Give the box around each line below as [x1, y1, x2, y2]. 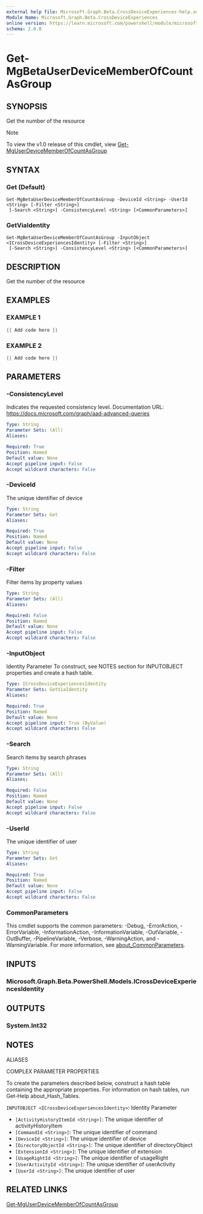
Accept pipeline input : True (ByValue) [6, 720, 107, 726]
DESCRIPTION [6, 262, 60, 272]
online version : [6, 20, 47, 26]
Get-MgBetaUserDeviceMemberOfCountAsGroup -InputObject [6, 235, 150, 241]
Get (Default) [6, 182, 45, 191]
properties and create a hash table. [6, 669, 94, 676]
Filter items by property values [6, 579, 83, 586]
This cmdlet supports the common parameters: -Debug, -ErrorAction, [6, 922, 179, 930]
